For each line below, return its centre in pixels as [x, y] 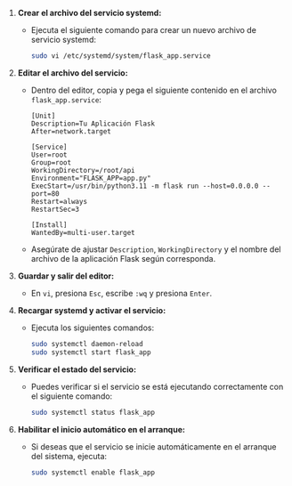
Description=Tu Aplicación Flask [93, 124]
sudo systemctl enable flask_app [93, 472]
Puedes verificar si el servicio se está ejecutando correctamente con [157, 386]
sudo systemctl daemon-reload [87, 344]
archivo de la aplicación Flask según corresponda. [123, 258]
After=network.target [71, 131]
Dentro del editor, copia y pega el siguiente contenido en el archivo [154, 90]
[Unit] [43, 116]
